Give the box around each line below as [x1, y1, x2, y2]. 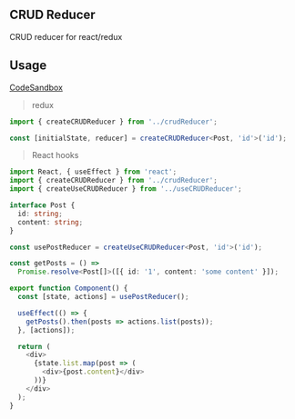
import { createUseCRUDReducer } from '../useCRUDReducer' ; [9, 185, 243, 194]
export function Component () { [9, 284, 128, 294]
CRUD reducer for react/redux [9, 31, 123, 42]
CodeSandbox [9, 82, 64, 93]
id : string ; [17, 209, 64, 218]
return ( [17, 342, 51, 351]
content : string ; [17, 217, 84, 226]
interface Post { [9, 201, 76, 210]
